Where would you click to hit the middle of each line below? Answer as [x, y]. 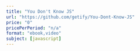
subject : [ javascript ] [34, 39]
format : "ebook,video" [34, 33]
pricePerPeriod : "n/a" [34, 28]
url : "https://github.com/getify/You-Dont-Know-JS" [70, 17]
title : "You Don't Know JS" [40, 11]
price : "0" [19, 22]
